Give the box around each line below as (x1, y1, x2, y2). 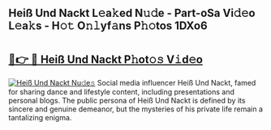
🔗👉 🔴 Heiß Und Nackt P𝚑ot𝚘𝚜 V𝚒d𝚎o (8, 52, 203, 66)
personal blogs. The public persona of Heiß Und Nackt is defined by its (8, 96, 246, 105)
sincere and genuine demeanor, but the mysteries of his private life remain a (8, 104, 264, 114)
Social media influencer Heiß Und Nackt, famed (97, 78, 256, 87)
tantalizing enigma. (8, 113, 72, 122)
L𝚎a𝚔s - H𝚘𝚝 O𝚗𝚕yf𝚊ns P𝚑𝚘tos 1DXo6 (8, 19, 209, 33)
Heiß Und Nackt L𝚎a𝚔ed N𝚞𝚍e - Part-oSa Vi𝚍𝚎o (8, 6, 256, 20)
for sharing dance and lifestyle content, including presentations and (8, 87, 235, 96)
